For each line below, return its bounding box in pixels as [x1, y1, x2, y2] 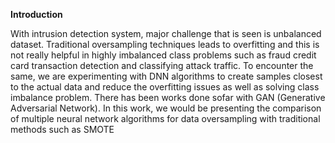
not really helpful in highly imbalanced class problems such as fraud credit [10, 49, 317, 61]
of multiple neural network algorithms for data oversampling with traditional [10, 113, 321, 124]
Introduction [10, 9, 63, 20]
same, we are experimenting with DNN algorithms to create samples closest [10, 70, 323, 82]
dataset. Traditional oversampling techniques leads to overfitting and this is [10, 39, 320, 50]
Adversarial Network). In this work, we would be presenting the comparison [10, 102, 322, 114]
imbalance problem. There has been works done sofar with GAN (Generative [10, 92, 326, 103]
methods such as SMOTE [10, 124, 115, 135]
